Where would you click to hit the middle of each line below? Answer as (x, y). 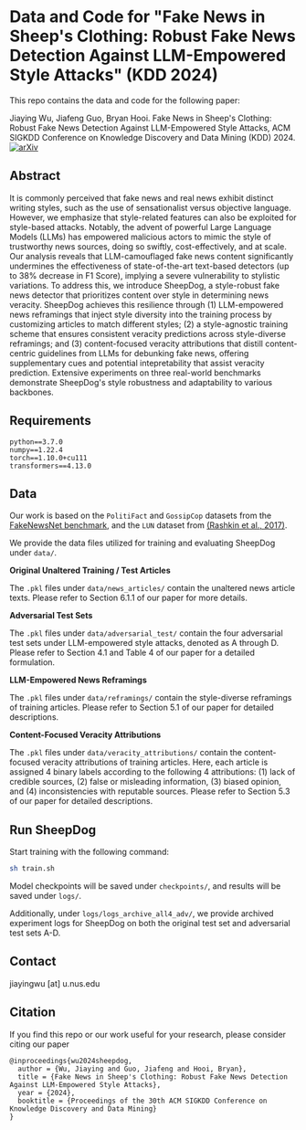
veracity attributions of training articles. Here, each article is (155, 762)
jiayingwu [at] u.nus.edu (55, 983)
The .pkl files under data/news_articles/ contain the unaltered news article (152, 588)
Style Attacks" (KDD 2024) (114, 75)
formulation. (32, 662)
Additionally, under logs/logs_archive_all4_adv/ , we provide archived (142, 914)
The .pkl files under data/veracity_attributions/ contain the (126, 753)
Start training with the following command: (90, 852)
